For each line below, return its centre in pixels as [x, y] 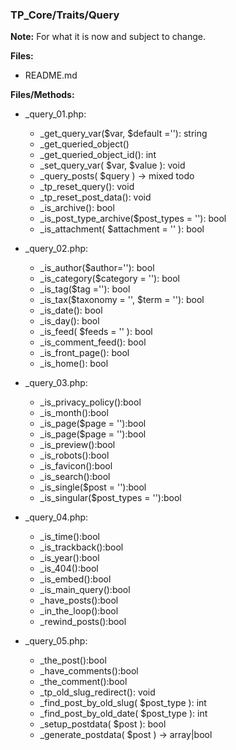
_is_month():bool [74, 413]
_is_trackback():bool [81, 547]
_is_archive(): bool [77, 208]
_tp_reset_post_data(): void [95, 197]
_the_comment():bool [83, 682]
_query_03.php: [56, 383]
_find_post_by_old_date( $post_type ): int [123, 714]
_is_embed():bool [75, 579]
